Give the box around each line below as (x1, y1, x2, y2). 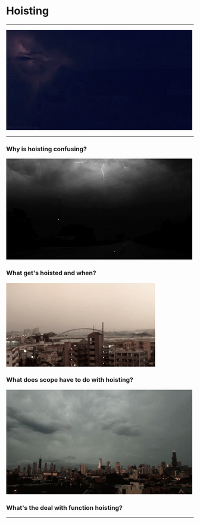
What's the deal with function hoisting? (6, 503, 123, 511)
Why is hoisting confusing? (6, 145, 87, 153)
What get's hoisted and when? (6, 269, 96, 277)
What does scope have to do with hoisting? (6, 376, 134, 384)
